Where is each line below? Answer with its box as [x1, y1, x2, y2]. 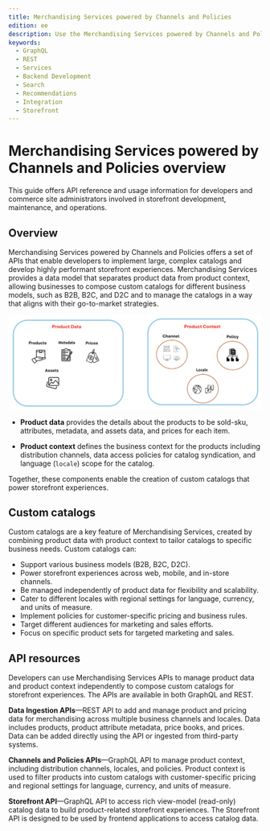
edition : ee [8, 21, 48, 30]
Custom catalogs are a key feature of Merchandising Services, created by [8, 527, 253, 537]
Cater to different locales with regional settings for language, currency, [19, 594, 255, 603]
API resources [8, 652, 81, 665]
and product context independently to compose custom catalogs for [8, 681, 235, 691]
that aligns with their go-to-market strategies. [8, 298, 159, 308]
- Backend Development [15, 72, 92, 80]
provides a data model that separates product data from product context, [8, 274, 251, 282]
